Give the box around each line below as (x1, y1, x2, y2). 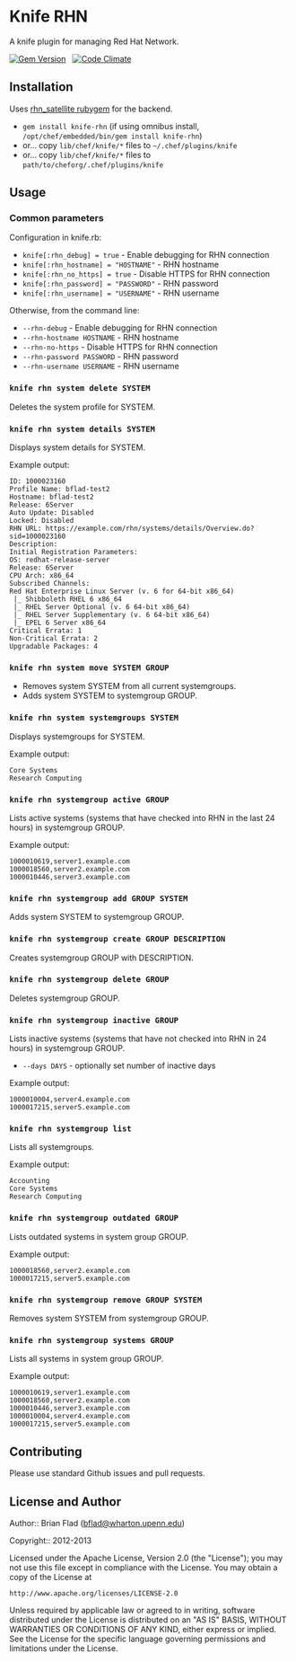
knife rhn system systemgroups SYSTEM (9, 712, 179, 723)
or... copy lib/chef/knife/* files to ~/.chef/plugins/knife (22, 139, 238, 150)
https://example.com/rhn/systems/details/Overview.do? (45, 524, 255, 534)
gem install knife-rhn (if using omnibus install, (22, 120, 200, 131)
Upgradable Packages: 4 (9, 642, 99, 651)
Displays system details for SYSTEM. (9, 442, 146, 453)
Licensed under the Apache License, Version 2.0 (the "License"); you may (9, 1552, 283, 1563)
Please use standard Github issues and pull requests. (9, 1468, 206, 1479)
